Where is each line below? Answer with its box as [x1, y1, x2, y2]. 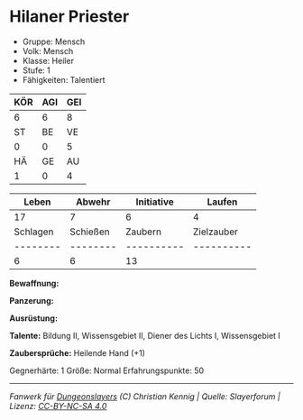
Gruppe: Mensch [22, 36, 86, 47]
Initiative [135, 196, 174, 208]
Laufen [207, 196, 238, 208]
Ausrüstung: [9, 313, 59, 324]
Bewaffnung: [9, 278, 60, 288]
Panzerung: [9, 295, 54, 306]
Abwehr [75, 196, 111, 208]
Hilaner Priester [9, 6, 130, 27]
